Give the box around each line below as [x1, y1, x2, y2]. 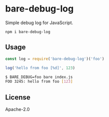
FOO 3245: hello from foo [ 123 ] [5, 79, 73, 84]
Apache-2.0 [5, 106, 30, 112]
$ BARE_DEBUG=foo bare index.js [5, 74, 73, 79]
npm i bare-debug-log [5, 29, 51, 34]
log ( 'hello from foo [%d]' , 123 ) [5, 65, 75, 70]
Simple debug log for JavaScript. [5, 20, 73, 26]
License [5, 93, 31, 101]
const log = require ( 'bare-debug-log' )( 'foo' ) [5, 56, 104, 61]
